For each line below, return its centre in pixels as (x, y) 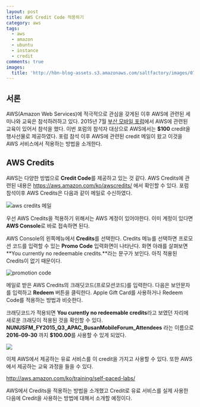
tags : (13, 28)
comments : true (25, 61)
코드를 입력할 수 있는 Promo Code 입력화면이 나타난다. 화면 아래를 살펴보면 (100, 246)
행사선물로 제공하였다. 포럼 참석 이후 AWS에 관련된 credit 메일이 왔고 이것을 (94, 136)
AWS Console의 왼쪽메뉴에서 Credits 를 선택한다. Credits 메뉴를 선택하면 (92, 238)
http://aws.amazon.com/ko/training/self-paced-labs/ (71, 378)
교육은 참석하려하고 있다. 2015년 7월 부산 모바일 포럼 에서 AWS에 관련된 (105, 121)
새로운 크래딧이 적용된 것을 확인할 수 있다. (54, 320)
